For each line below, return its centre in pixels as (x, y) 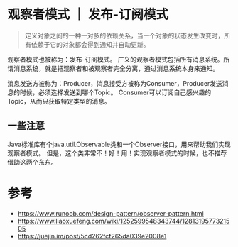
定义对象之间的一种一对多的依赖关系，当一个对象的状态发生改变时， (124, 35)
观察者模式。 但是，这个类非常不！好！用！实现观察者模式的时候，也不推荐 (117, 153)
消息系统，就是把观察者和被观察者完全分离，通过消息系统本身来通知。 (116, 68)
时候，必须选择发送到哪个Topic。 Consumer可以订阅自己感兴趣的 (115, 92)
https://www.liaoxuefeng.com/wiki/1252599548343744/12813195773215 (124, 221)
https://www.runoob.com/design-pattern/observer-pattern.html (110, 213)
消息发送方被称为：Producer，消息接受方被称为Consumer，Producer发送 (115, 83)
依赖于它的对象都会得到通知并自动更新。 (90, 44)
